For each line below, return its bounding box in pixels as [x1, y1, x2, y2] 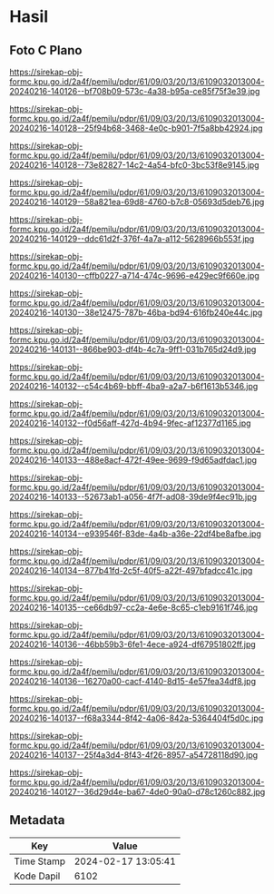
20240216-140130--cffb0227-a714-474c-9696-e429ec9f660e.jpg [9, 270, 260, 280]
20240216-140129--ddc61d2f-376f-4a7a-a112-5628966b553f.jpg [9, 233, 255, 244]
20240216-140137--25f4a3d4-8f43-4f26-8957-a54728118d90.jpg [9, 750, 259, 760]
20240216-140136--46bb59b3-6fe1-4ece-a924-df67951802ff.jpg [9, 639, 256, 650]
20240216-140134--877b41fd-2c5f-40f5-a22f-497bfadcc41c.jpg [9, 565, 253, 575]
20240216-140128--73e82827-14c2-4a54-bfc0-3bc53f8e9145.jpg [9, 160, 260, 170]
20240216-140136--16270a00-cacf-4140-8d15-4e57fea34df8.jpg [9, 676, 257, 686]
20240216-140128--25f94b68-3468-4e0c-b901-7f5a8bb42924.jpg [9, 123, 263, 133]
